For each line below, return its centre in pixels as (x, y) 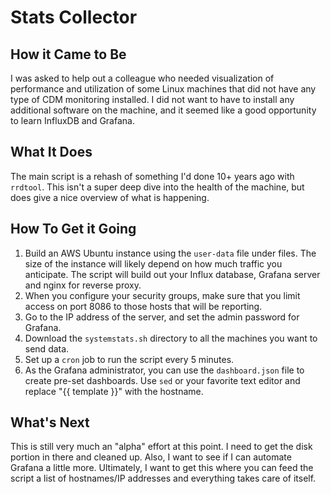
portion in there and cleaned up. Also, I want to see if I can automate (151, 457)
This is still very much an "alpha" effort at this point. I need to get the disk (161, 447)
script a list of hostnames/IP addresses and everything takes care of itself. (163, 478)
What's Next (50, 422)
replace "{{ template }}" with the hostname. (114, 391)
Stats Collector (74, 17)
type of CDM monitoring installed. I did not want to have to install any (152, 99)
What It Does (51, 152)
